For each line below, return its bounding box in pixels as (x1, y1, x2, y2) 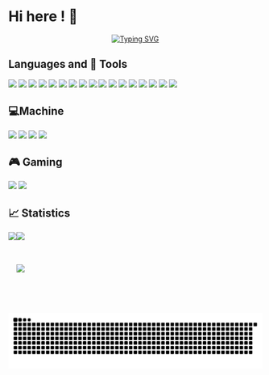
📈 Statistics (8, 206, 71, 220)
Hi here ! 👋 (8, 7, 78, 26)
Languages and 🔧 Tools (8, 57, 128, 71)
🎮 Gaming (8, 155, 63, 169)
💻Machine (8, 104, 64, 118)
